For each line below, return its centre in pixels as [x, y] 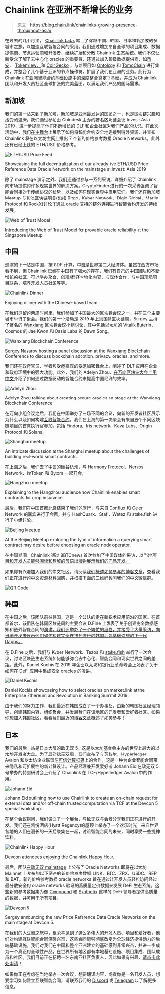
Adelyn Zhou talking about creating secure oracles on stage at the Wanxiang [82, 398]
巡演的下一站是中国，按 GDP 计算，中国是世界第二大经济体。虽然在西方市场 [82, 264]
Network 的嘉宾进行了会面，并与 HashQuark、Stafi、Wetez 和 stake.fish [79, 514]
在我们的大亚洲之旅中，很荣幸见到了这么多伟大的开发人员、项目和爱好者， [80, 933]
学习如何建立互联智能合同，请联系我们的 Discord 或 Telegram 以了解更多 [83, 980]
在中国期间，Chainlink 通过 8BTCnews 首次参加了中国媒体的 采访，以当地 [79, 555]
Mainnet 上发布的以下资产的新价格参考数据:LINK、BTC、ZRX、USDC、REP [81, 873]
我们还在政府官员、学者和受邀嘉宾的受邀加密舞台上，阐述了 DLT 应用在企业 [81, 366]
